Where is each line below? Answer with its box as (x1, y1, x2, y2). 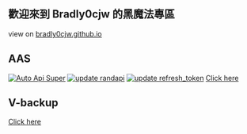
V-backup (8, 96, 59, 109)
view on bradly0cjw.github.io (8, 29, 102, 38)
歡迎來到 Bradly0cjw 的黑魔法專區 (8, 7, 176, 21)
